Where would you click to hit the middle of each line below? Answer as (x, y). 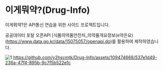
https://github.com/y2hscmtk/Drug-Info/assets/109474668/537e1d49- (85, 57)
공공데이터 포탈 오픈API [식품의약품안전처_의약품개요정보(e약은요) (69, 35)
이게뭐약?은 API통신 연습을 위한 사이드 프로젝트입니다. (58, 25)
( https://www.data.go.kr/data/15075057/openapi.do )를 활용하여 (69, 41)
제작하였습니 (146, 41)
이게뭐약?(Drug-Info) (48, 10)
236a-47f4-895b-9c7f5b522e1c (38, 63)
